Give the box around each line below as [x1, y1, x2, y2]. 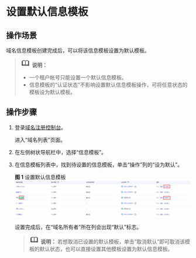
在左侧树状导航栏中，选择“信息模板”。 [14, 148, 107, 155]
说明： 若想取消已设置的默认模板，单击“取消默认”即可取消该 [40, 238, 185, 245]
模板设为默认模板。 [29, 89, 76, 95]
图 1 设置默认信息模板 [14, 173, 66, 180]
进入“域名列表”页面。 [14, 136, 66, 143]
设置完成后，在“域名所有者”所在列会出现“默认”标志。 [14, 224, 142, 231]
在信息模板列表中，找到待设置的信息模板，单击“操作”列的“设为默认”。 [14, 161, 183, 168]
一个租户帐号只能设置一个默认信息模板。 [29, 74, 127, 81]
